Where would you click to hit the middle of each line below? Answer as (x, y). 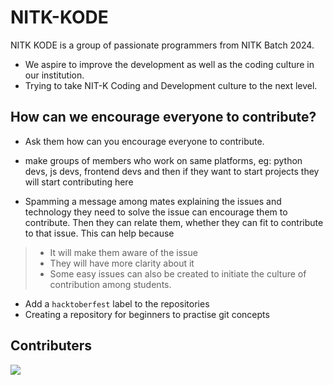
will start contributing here (79, 182)
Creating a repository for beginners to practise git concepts (147, 314)
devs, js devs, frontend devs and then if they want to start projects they (172, 171)
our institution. (54, 75)
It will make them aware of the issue (123, 252)
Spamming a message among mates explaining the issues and (153, 201)
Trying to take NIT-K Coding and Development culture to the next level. (171, 85)
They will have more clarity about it (122, 263)
